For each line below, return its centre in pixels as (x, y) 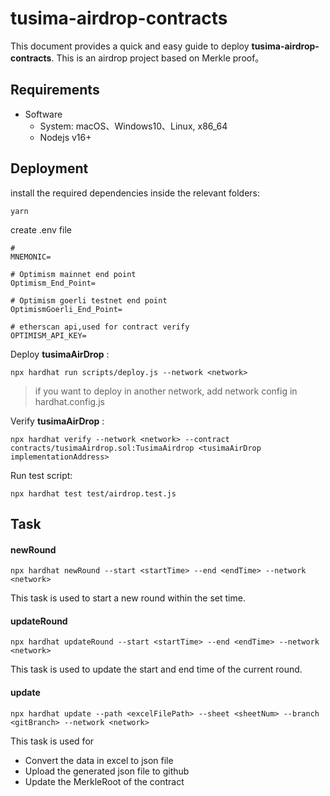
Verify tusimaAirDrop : (57, 421)
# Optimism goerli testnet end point (89, 300)
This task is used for (52, 741)
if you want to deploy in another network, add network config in (166, 391)
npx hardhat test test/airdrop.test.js (93, 493)
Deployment (49, 168)
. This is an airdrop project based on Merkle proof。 (158, 58)
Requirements (55, 90)
